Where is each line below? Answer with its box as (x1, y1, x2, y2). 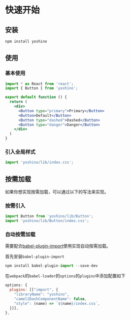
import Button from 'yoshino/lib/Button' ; (5, 214, 94, 219)
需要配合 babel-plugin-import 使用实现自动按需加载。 (5, 243, 111, 249)
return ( (9, 99, 28, 104)
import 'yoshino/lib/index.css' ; (5, 160, 74, 165)
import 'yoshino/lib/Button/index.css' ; (5, 219, 90, 224)
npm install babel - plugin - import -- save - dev (5, 263, 98, 268)
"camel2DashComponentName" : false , (14, 296, 87, 301)
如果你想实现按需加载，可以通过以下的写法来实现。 (5, 189, 109, 195)
